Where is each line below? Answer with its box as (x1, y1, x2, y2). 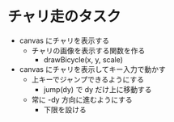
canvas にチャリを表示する (19, 36, 110, 45)
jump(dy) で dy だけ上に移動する (43, 84, 152, 94)
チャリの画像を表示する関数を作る (31, 45, 146, 55)
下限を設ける (43, 104, 87, 114)
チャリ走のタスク (7, 7, 121, 26)
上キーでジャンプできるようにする (31, 74, 145, 84)
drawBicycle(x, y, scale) (43, 54, 123, 65)
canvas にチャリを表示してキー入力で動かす (19, 64, 167, 74)
